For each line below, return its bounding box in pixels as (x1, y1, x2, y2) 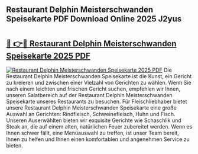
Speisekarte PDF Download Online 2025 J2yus (6, 14, 182, 24)
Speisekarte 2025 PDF (6, 50, 90, 61)
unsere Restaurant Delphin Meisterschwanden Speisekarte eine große (6, 104, 177, 111)
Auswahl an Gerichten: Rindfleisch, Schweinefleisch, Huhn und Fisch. (6, 111, 176, 117)
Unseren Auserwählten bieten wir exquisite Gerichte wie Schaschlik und (6, 117, 181, 124)
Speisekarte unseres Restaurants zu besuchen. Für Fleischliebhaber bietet (6, 98, 187, 105)
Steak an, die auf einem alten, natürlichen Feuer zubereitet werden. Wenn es (6, 123, 193, 130)
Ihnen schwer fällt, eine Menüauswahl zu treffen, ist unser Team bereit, (6, 130, 179, 136)
